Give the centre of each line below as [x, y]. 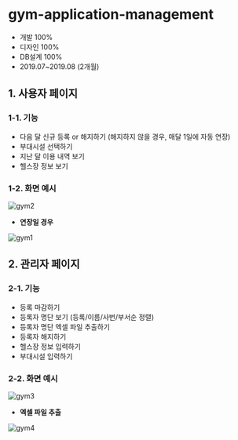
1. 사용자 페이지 [43, 94]
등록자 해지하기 [43, 336]
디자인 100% [39, 47]
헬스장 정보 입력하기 [50, 346]
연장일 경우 [36, 222]
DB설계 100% [41, 56]
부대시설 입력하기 [46, 356]
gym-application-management [111, 15]
